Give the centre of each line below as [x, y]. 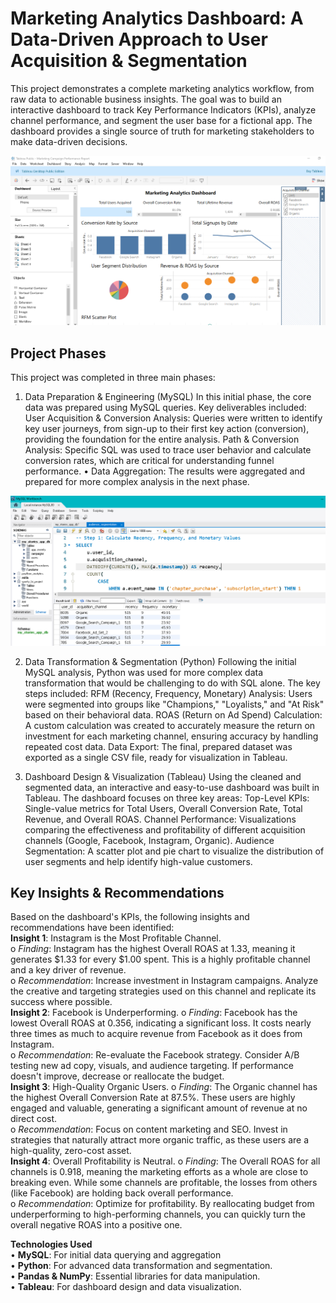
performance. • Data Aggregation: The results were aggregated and [165, 471]
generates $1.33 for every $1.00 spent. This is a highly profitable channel [160, 959]
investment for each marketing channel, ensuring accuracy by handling [171, 736]
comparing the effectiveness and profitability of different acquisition [165, 829]
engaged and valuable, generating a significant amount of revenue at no [159, 1108]
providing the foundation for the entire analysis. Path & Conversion [162, 439]
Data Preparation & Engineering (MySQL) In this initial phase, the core [168, 396]
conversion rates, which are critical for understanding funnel [149, 460]
